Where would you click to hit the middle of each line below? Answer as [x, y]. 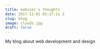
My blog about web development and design [50, 41]
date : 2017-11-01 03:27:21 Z [35, 14]
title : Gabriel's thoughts [33, 9]
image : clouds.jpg [24, 23]
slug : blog [16, 18]
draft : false [18, 28]
